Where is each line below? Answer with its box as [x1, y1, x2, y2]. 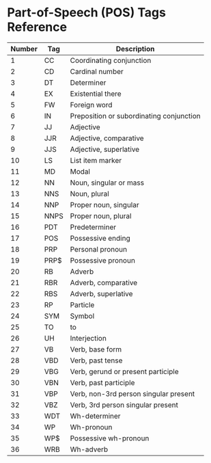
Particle [70, 300, 95, 309]
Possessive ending [70, 233, 131, 243]
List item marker [70, 155, 122, 165]
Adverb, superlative [70, 289, 133, 298]
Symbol [70, 311, 95, 321]
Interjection [70, 333, 107, 343]
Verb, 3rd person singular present [70, 400, 179, 410]
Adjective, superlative [70, 144, 140, 154]
